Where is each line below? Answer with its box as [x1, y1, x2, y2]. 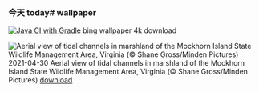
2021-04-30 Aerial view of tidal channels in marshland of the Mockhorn [8, 58, 245, 68]
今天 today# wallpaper [8, 6, 97, 18]
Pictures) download [8, 75, 73, 85]
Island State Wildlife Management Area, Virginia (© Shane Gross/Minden [8, 66, 249, 77]
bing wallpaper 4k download [83, 26, 177, 35]
